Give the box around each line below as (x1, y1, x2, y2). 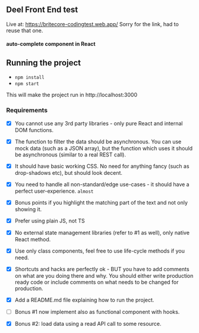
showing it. (14, 205, 42, 213)
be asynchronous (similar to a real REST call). (14, 151, 127, 158)
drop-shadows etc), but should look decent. (14, 169, 123, 176)
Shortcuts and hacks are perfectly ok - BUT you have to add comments (14, 266, 189, 273)
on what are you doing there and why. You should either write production (14, 272, 194, 279)
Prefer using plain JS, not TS (14, 217, 85, 224)
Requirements (6, 106, 48, 115)
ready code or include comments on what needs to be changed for (14, 279, 179, 286)
